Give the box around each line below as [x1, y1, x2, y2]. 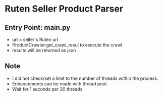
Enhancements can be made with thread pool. [12, 80, 108, 86]
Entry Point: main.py [5, 23, 71, 32]
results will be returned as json [12, 47, 76, 53]
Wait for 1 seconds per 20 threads [12, 86, 83, 92]
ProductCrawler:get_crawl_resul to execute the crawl [12, 42, 122, 48]
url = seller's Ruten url [12, 36, 59, 42]
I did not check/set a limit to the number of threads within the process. [12, 75, 158, 81]
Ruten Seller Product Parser [5, 3, 124, 15]
